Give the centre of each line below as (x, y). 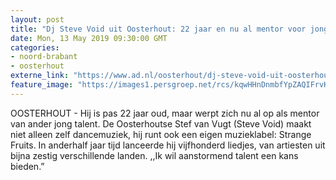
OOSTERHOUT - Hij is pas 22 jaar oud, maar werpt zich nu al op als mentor (165, 113)
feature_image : (42, 85)
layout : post (37, 19)
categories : (35, 47)
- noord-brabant (44, 57)
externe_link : (40, 76)
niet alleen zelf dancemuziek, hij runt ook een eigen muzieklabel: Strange (161, 134)
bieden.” (27, 166)
